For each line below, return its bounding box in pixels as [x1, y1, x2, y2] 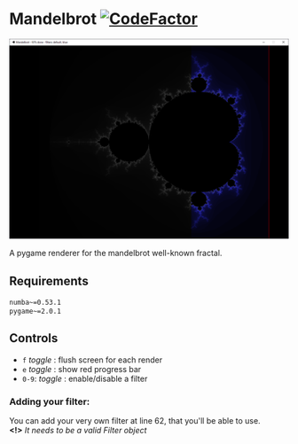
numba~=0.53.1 [9, 298, 62, 308]
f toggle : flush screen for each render [21, 354, 162, 365]
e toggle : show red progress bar [21, 363, 142, 374]
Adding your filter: [9, 395, 90, 408]
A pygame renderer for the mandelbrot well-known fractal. [9, 248, 223, 259]
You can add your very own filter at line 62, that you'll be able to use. [9, 416, 261, 426]
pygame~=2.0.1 [9, 307, 62, 316]
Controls [9, 331, 59, 346]
